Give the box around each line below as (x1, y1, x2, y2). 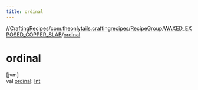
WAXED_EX (164, 25, 192, 32)
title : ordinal (6, 8, 44, 15)
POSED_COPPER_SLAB (6, 31, 62, 38)
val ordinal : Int (6, 77, 41, 84)
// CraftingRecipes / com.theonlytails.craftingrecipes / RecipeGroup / (6, 25, 164, 32)
